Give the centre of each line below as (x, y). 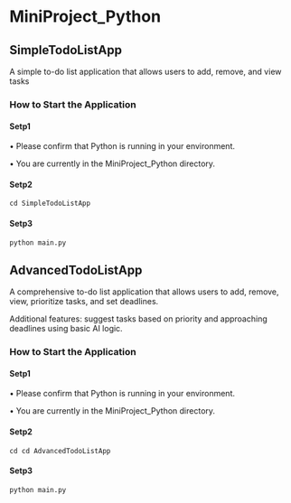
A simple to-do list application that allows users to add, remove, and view (145, 71)
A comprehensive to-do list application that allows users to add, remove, (144, 292)
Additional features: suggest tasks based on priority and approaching (139, 319)
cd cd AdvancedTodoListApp (60, 451)
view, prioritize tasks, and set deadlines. (84, 302)
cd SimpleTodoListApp (50, 204)
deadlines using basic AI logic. (66, 329)
